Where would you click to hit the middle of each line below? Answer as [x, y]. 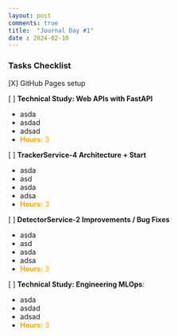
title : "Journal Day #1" [51, 30]
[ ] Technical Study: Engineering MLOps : [76, 284]
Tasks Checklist [40, 66]
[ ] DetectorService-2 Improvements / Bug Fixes [89, 219]
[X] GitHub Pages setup [47, 83]
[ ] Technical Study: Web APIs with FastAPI [81, 98]
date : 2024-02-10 [39, 38]
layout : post [30, 16]
